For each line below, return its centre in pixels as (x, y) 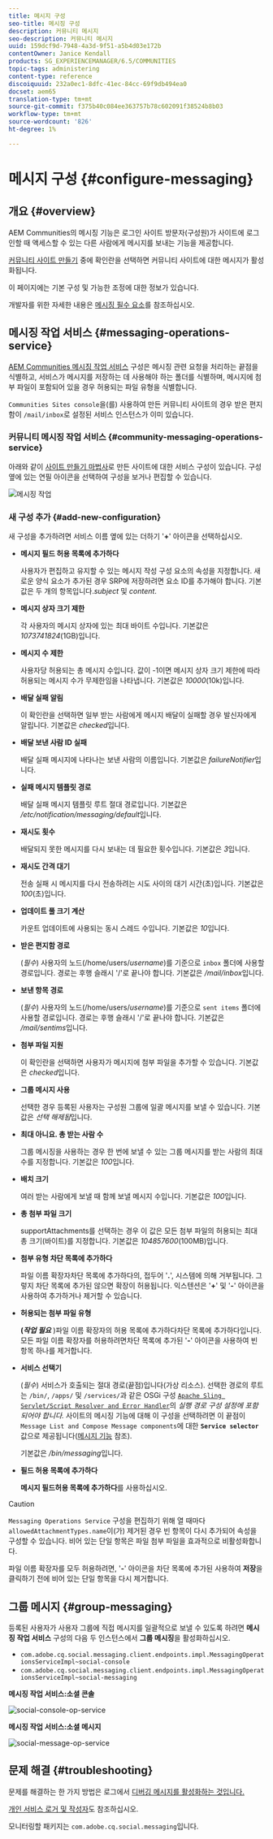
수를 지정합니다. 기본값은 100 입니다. (77, 1162)
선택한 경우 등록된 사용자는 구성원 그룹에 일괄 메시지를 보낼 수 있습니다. (133, 1107)
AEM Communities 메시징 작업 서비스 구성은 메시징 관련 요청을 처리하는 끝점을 (133, 366)
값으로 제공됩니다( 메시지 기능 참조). (76, 1436)
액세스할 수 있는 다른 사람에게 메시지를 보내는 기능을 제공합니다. (133, 242)
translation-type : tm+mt (50, 99)
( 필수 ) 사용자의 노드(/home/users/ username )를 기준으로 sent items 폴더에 (141, 1007)
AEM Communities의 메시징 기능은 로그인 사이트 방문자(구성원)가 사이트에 (127, 232)
